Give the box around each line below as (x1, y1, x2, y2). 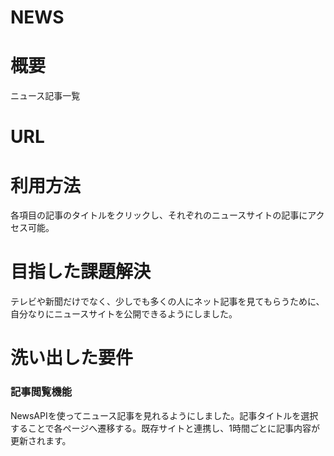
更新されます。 (10, 434, 72, 446)
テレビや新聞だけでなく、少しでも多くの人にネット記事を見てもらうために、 (10, 296, 325, 308)
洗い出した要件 (10, 347, 134, 370)
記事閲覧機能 (10, 385, 73, 399)
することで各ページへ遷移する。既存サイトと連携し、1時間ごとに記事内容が (10, 422, 320, 434)
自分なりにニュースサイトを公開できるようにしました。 (10, 308, 238, 320)
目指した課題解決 (10, 261, 152, 283)
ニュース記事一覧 (10, 90, 81, 102)
